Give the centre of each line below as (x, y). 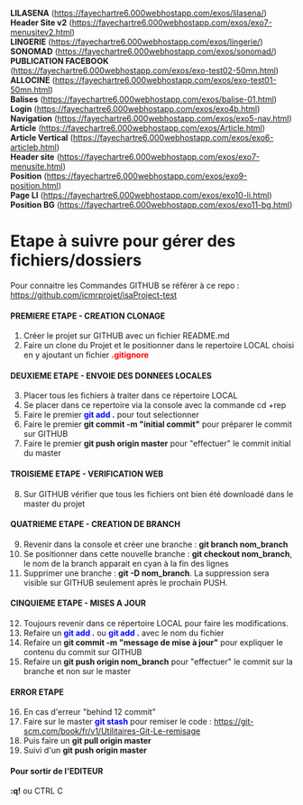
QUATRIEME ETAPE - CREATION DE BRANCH (96, 524)
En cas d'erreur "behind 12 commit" (89, 712)
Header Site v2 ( (41, 23)
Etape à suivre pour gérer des (123, 241)
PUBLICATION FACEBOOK (60, 61)
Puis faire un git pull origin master (87, 741)
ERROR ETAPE (37, 692)
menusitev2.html (41, 32)
